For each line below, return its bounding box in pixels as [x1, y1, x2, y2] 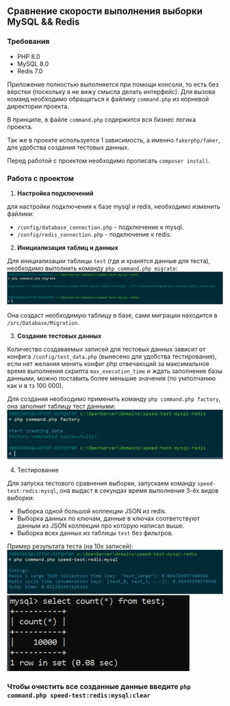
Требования [7, 37, 50, 47]
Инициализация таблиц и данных [16, 243, 118, 252]
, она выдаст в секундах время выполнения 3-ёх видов [55, 487, 219, 495]
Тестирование [16, 466, 60, 474]
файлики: [7, 209, 34, 218]
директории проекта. [7, 102, 70, 110]
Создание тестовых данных [16, 332, 102, 340]
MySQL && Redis [7, 16, 80, 28]
